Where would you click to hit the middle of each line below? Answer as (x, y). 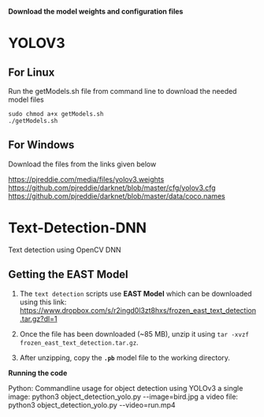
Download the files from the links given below (82, 164)
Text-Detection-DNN (78, 228)
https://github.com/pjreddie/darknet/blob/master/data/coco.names (117, 195)
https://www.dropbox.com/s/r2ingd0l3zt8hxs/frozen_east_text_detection (138, 310)
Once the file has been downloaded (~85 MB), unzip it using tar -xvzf (134, 333)
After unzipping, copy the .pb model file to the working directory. (125, 357)
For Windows (41, 145)
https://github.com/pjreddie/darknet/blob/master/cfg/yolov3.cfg (112, 188)
